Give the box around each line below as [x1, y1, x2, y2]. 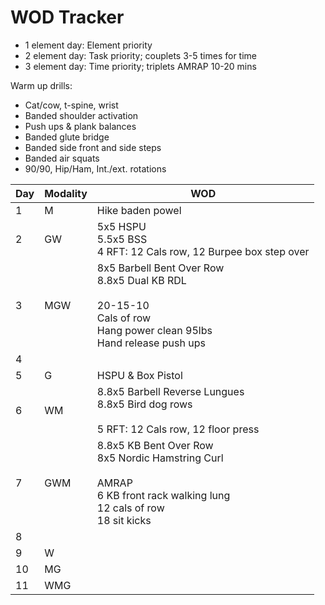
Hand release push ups [96, 336, 206, 350]
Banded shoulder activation [24, 109, 139, 121]
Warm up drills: [10, 79, 73, 91]
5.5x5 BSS [96, 232, 148, 246]
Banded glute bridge [24, 131, 110, 143]
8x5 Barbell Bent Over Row [96, 261, 225, 275]
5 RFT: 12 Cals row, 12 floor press [96, 422, 260, 436]
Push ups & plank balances [24, 120, 137, 132]
